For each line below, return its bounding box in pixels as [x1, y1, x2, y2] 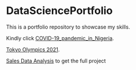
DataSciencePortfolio [6, 4, 113, 17]
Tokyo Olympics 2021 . [6, 45, 60, 53]
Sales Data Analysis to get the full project [6, 57, 106, 64]
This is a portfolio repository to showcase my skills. [6, 23, 131, 30]
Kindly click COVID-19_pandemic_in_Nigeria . [6, 34, 114, 41]
